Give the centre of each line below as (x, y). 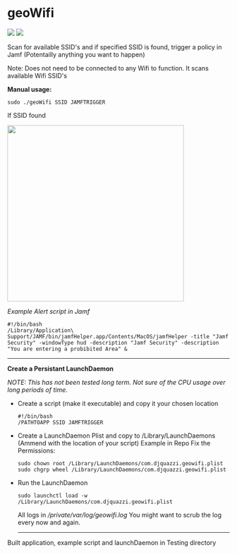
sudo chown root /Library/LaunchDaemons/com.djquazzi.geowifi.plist (120, 463)
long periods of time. (38, 390)
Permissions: (36, 450)
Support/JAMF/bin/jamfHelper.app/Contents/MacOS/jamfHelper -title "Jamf (118, 336)
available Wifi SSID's (37, 75)
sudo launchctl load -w (53, 495)
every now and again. (49, 522)
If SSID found (26, 115)
